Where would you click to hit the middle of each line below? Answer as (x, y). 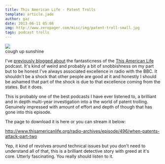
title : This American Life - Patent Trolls (50, 10)
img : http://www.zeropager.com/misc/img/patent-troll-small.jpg (72, 28)
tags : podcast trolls (27, 32)
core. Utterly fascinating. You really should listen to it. (59, 156)
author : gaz (17, 19)
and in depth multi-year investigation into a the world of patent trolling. (77, 102)
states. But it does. (24, 87)
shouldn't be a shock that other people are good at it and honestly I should (81, 76)
